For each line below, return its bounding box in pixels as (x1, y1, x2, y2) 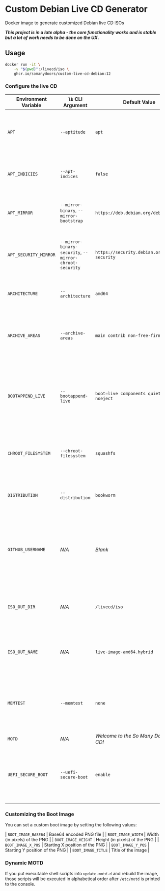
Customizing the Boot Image (5, 811, 75, 817)
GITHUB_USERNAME (7, 547, 46, 552)
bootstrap (60, 218, 83, 223)
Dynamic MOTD (5, 859, 44, 866)
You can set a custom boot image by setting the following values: (5, 821, 137, 827)
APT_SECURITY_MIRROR (7, 252, 55, 258)
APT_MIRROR (7, 210, 33, 216)
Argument (63, 102, 87, 109)
